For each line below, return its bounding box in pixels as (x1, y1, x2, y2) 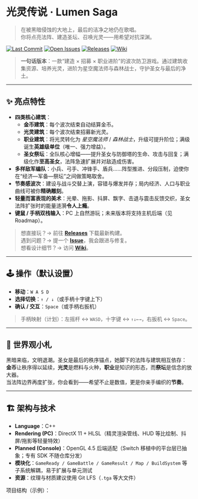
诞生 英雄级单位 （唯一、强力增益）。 (23, 143, 109, 150)
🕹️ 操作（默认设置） (6, 269, 78, 279)
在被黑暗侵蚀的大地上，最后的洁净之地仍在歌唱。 (20, 26, 140, 33)
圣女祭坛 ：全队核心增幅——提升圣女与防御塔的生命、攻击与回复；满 (23, 150, 189, 157)
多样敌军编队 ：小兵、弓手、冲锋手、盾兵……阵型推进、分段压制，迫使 (14, 165, 184, 172)
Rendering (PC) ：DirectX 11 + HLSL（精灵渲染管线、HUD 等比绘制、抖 (14, 430, 187, 437)
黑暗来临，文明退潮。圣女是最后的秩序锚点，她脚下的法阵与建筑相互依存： (6, 357, 187, 364)
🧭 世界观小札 (6, 340, 52, 350)
